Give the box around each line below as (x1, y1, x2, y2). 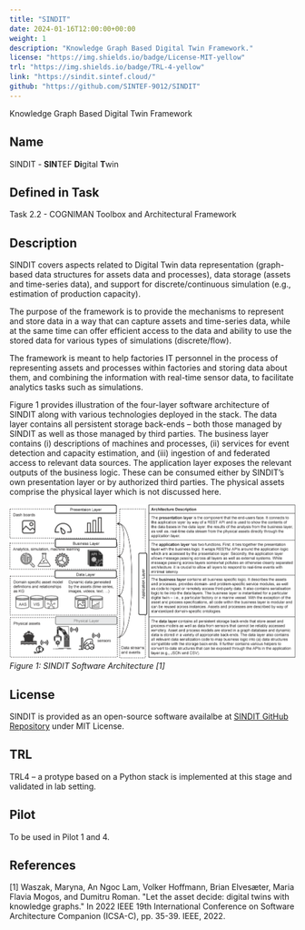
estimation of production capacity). (9, 288, 141, 299)
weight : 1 (9, 34, 47, 43)
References (9, 857, 76, 873)
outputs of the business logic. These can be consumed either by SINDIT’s (9, 467, 285, 478)
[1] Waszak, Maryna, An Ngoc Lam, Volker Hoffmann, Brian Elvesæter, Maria (9, 882, 295, 893)
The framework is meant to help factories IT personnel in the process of (9, 353, 279, 364)
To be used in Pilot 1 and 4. (9, 831, 111, 842)
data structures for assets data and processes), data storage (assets (34, 269, 291, 280)
